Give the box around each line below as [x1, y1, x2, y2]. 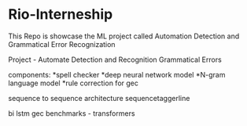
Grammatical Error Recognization [8, 39, 116, 49]
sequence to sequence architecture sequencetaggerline [8, 93, 190, 103]
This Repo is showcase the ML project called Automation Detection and [8, 31, 240, 41]
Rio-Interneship [8, 5, 113, 23]
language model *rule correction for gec [8, 78, 139, 88]
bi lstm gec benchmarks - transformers [8, 108, 135, 118]
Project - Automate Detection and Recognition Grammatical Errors [8, 55, 222, 64]
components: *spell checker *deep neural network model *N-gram [8, 70, 226, 79]
